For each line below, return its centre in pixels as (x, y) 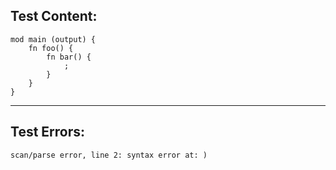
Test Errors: (48, 132)
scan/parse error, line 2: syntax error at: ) (109, 155)
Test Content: (54, 16)
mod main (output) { (53, 39)
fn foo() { (51, 48)
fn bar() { (69, 57)
